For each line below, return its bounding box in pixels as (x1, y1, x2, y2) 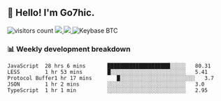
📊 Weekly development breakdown (7, 44, 131, 54)
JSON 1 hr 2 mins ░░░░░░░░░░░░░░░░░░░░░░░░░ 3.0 (7, 81, 205, 88)
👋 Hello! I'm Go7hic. (7, 7, 95, 19)
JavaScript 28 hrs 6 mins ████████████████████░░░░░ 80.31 (7, 63, 211, 70)
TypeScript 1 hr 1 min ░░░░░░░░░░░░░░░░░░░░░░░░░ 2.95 (7, 87, 208, 94)
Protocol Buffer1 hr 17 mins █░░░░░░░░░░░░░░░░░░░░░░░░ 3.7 (7, 75, 215, 82)
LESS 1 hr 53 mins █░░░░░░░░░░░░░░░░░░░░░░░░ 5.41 (7, 69, 208, 76)
